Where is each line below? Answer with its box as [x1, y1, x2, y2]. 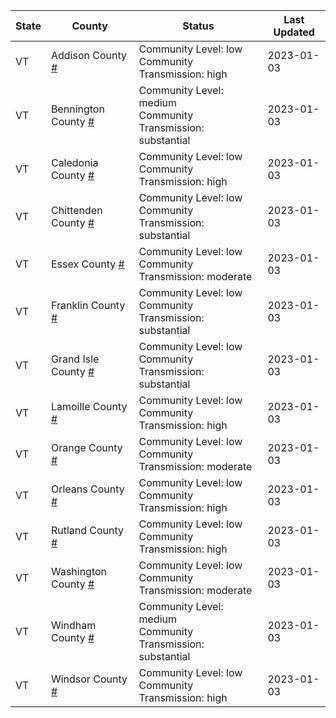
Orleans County [50, 482, 125, 496]
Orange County [50, 441, 123, 454]
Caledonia [50, 156, 99, 169]
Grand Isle [50, 352, 100, 366]
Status [182, 19, 215, 33]
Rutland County [50, 524, 125, 537]
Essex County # [50, 257, 125, 271]
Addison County [50, 49, 127, 62]
